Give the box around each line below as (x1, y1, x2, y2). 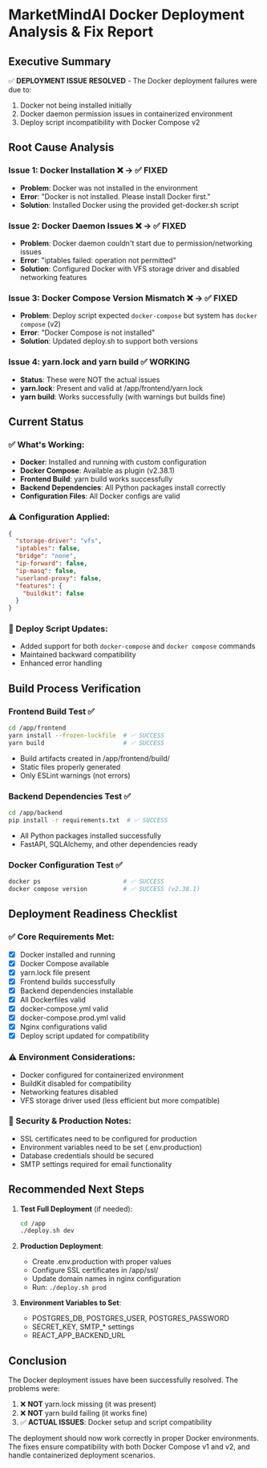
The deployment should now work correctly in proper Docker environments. (8, 1433, 259, 1443)
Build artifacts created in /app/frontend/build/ (19, 753, 171, 763)
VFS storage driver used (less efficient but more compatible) (19, 1096, 220, 1105)
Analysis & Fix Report (8, 22, 154, 41)
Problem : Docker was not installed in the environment (19, 183, 198, 193)
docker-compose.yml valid (19, 1003, 109, 1013)
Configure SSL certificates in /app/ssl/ (31, 1266, 159, 1275)
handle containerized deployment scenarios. (8, 1450, 156, 1460)
